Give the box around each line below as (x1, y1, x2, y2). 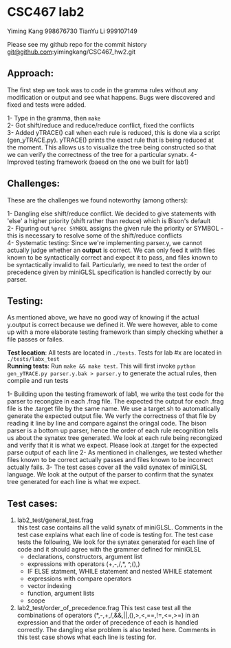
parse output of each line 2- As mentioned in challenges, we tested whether (7, 448, 223, 457)
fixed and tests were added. (7, 101, 87, 109)
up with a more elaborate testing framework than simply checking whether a (7, 328, 223, 336)
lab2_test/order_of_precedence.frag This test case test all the (16, 604, 192, 612)
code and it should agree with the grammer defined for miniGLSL (16, 545, 201, 554)
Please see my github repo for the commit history (7, 40, 147, 48)
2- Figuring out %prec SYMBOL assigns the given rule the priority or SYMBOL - (7, 224, 224, 232)
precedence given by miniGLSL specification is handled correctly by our (7, 268, 212, 276)
